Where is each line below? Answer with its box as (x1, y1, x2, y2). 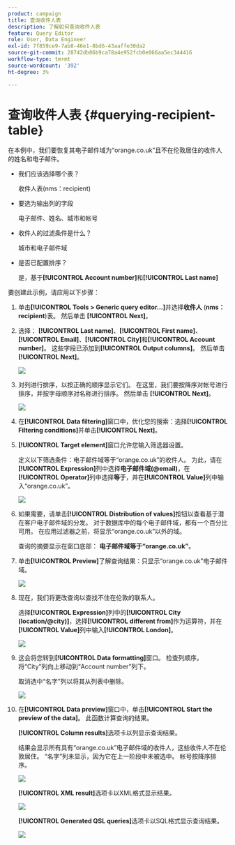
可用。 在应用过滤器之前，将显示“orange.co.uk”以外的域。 (17, 528, 186, 536)
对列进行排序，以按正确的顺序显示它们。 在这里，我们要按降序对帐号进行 (17, 381, 228, 389)
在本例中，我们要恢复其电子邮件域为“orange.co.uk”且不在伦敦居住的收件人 (8, 146, 222, 154)
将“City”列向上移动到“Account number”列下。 (17, 662, 150, 671)
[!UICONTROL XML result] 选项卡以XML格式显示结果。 (17, 789, 176, 798)
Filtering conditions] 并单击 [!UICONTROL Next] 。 (17, 426, 162, 435)
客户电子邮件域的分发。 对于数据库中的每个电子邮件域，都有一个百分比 (24, 518, 228, 527)
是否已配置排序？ (17, 259, 68, 267)
